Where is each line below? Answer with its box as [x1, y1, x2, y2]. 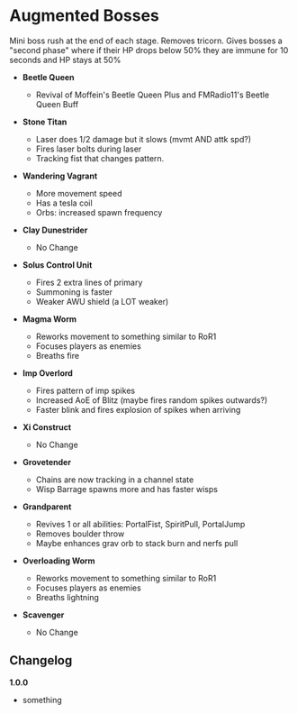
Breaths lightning [35, 591, 99, 602]
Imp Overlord [22, 367, 74, 379]
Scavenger [22, 609, 65, 620]
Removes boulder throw [35, 528, 125, 539]
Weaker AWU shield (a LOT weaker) [35, 296, 169, 307]
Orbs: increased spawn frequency [35, 206, 163, 217]
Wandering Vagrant [22, 170, 98, 181]
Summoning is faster [35, 286, 113, 297]
